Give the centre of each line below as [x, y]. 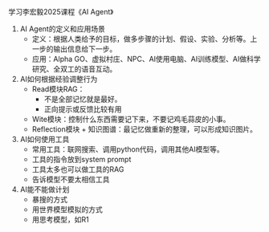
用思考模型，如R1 [61, 220]
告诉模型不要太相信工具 [71, 179]
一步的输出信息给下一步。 [74, 49]
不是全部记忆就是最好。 [83, 99]
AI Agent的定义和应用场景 [63, 29]
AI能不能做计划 [45, 189]
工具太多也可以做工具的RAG [78, 169]
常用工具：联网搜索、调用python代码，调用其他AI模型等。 [128, 149]
